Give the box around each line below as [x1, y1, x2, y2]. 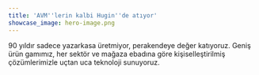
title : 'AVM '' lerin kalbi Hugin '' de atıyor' [8, 11, 158, 20]
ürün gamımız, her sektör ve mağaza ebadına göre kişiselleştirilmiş [8, 49, 226, 58]
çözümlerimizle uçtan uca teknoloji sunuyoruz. [8, 57, 160, 67]
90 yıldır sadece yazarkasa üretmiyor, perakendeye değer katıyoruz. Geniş [8, 40, 251, 50]
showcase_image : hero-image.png [8, 19, 115, 27]
